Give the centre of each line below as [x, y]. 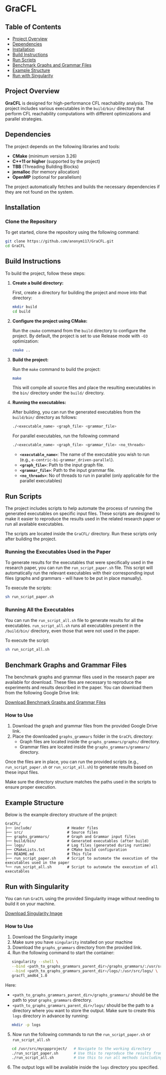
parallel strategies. [24, 119]
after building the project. [31, 539]
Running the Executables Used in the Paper [58, 552]
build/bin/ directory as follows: [45, 417]
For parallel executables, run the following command [66, 436]
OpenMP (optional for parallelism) [47, 177]
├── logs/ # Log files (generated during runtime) [78, 845]
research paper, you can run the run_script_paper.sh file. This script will [79, 568]
